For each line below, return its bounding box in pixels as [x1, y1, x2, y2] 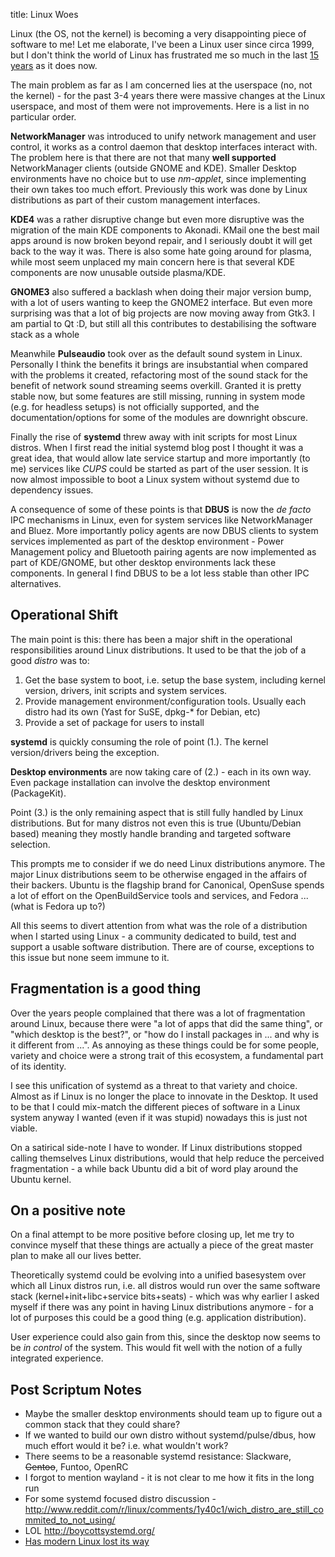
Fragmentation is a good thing [10, 980, 202, 998]
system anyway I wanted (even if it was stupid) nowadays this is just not [10, 1111, 308, 1123]
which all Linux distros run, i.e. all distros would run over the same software [10, 1280, 321, 1292]
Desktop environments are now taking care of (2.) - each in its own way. [10, 765, 312, 778]
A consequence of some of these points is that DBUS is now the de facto [10, 504, 312, 515]
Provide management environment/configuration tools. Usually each [24, 695, 307, 707]
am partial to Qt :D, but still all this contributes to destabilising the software [10, 318, 317, 329]
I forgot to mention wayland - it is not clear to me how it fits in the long [24, 1472, 315, 1484]
